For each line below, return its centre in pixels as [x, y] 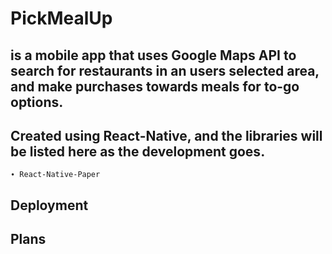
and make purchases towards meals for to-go [155, 86]
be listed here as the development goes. [138, 151]
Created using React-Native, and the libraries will [166, 135]
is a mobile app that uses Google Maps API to [153, 55]
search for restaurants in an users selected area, [165, 70]
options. [37, 102]
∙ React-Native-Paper [55, 175]
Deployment [49, 205]
